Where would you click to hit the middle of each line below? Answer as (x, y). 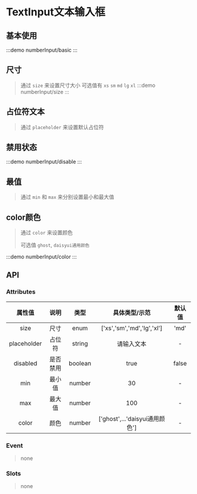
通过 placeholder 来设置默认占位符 (62, 127)
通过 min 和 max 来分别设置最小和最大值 (67, 197)
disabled (26, 363)
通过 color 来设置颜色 (47, 233)
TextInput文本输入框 (56, 12)
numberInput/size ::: (45, 92)
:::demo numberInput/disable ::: (44, 162)
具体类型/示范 (132, 312)
